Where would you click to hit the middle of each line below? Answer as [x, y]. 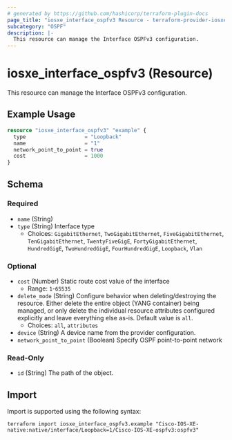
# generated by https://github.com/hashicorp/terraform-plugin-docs [108, 13]
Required [23, 203]
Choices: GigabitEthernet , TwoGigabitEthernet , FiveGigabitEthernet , [126, 233]
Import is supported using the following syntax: [74, 412]
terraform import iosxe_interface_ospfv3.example [80, 424]
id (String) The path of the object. [65, 373]
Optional [22, 266]
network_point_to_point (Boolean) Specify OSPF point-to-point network [119, 340]
